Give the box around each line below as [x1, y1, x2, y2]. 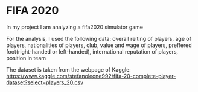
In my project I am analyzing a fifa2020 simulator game [6, 23, 144, 31]
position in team [6, 54, 46, 61]
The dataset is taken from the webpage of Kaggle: [6, 66, 131, 73]
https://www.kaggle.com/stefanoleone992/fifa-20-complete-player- [6, 72, 176, 79]
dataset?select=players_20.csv [6, 79, 83, 86]
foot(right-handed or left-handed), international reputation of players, [6, 48, 179, 55]
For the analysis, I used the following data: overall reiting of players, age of [6, 35, 192, 42]
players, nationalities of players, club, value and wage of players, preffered [6, 41, 192, 49]
